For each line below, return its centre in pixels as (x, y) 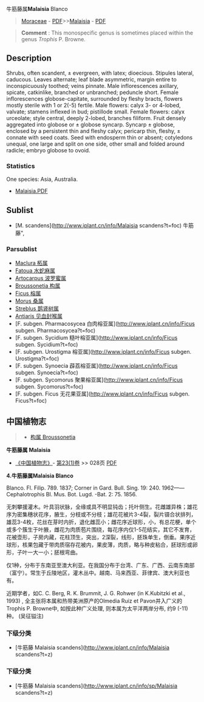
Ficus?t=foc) (31, 401)
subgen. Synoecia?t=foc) (47, 373)
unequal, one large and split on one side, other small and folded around (95, 144)
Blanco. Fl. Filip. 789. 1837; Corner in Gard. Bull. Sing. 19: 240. (83, 488)
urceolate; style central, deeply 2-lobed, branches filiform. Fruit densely (96, 118)
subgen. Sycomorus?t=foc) (49, 386)
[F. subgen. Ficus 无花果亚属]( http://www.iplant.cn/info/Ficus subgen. (102, 394)
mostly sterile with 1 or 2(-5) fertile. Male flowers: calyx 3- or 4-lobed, (93, 105)
